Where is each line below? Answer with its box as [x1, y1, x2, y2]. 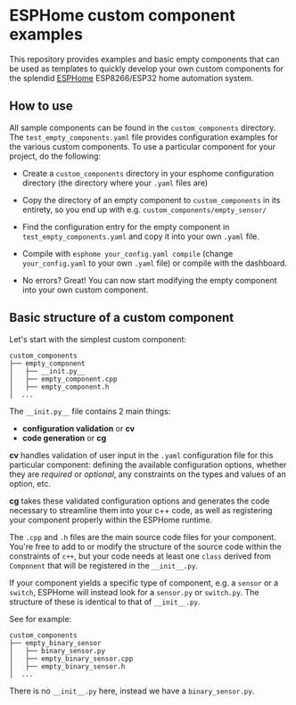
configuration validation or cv [21, 422, 136, 433]
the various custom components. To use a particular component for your [9, 141, 276, 152]
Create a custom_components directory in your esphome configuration [21, 168, 275, 178]
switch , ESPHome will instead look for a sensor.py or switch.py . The [9, 586, 260, 597]
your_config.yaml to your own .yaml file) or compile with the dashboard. [21, 258, 288, 268]
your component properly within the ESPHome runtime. [9, 514, 212, 525]
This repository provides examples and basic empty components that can [9, 53, 280, 64]
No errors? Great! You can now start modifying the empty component [21, 275, 278, 285]
